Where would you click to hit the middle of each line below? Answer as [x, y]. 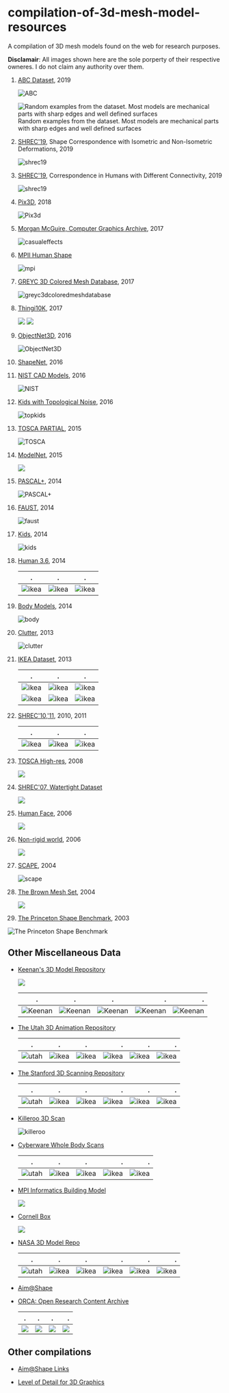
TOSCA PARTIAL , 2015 [49, 428]
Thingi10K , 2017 [40, 308]
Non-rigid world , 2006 [49, 839]
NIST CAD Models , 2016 [52, 375]
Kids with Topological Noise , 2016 [65, 401]
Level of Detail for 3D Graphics [61, 1382]
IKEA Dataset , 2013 [45, 659]
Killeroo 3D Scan [41, 1118]
